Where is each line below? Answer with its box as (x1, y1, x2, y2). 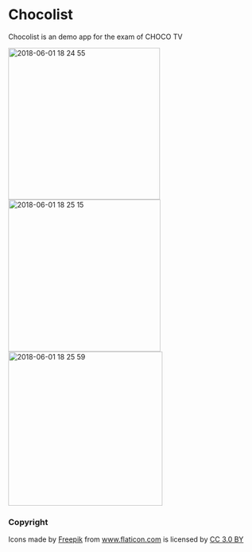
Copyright (8, 516, 48, 527)
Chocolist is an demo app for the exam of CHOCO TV (8, 32, 183, 41)
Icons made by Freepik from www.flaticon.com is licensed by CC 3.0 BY (8, 535, 244, 544)
